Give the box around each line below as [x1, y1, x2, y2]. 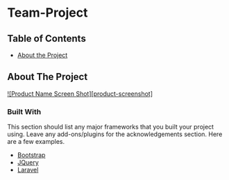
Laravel [17, 165, 39, 174]
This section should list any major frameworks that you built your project [7, 123, 214, 131]
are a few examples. [7, 138, 65, 146]
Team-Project [7, 5, 88, 21]
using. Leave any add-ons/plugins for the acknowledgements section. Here [7, 130, 223, 138]
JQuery [17, 158, 40, 167]
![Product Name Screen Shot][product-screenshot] [7, 89, 153, 98]
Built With [7, 106, 42, 116]
